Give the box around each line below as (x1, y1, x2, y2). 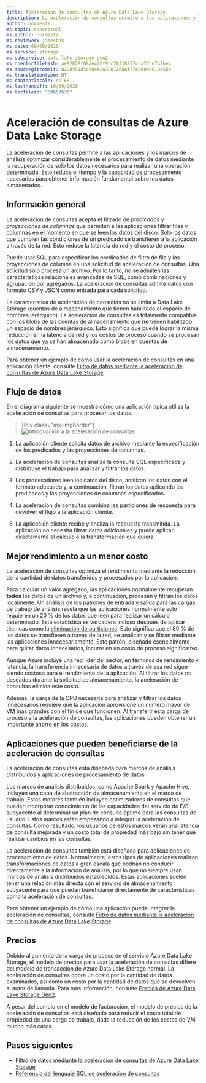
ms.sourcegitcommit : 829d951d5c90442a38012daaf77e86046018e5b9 (6, 66, 172, 73)
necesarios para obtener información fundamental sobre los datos (6, 175, 174, 182)
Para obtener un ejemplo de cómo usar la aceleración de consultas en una (6, 356, 194, 363)
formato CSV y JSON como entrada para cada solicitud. (6, 286, 148, 294)
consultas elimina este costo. (6, 683, 80, 690)
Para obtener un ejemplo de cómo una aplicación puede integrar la (6, 905, 175, 912)
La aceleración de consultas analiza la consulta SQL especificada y (15, 459, 186, 466)
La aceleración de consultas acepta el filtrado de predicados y (6, 216, 164, 223)
